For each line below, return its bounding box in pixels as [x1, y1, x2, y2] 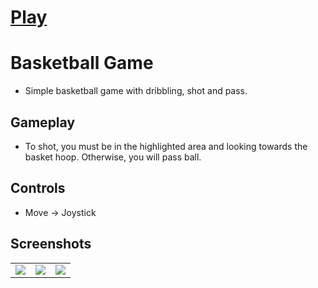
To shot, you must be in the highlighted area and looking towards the [24, 140, 308, 152]
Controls [10, 180, 66, 197]
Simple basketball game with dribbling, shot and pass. [24, 85, 248, 97]
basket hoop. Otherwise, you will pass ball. [24, 151, 202, 163]
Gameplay [10, 114, 76, 131]
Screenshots [10, 236, 92, 253]
